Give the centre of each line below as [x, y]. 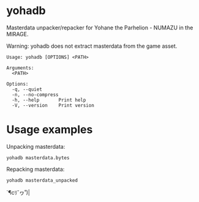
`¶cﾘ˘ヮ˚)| [18, 192]
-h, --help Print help [49, 100]
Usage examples [50, 130]
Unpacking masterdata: [36, 146]
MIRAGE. [17, 34]
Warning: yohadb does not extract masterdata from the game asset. [92, 46]
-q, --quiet [27, 89]
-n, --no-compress [36, 95]
